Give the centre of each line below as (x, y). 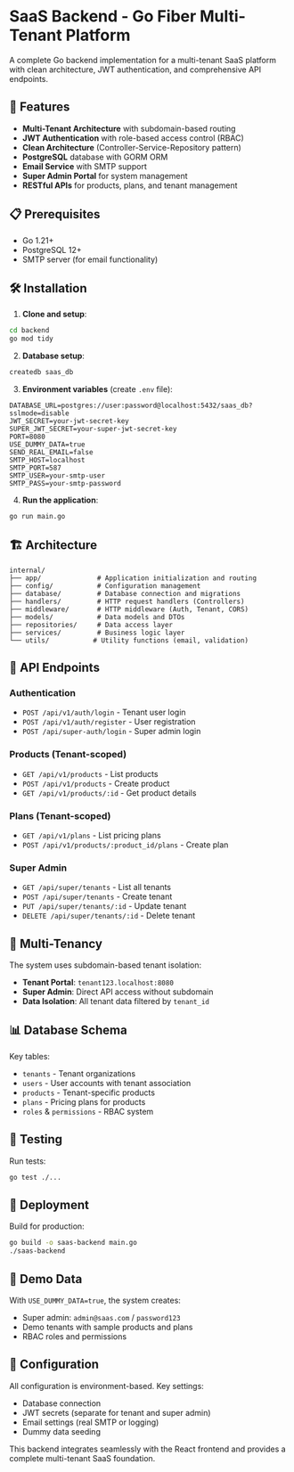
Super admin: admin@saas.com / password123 (101, 1317)
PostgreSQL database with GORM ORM (95, 157)
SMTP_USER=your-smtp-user (57, 476)
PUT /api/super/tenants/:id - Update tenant (104, 906)
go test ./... (36, 1177)
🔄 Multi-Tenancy (56, 943)
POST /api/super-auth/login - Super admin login (111, 732)
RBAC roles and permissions (74, 1336)
